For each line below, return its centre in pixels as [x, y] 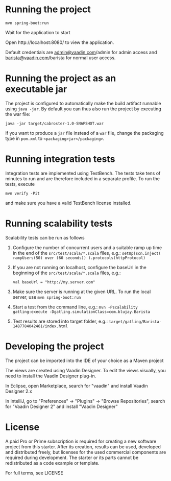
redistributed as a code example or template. [52, 463]
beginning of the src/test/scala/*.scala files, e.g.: [67, 273]
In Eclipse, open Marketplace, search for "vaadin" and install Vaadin [77, 386]
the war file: [18, 114]
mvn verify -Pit [22, 193]
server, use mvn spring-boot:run [47, 297]
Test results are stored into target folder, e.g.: [60, 321]
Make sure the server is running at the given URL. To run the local [82, 292]
